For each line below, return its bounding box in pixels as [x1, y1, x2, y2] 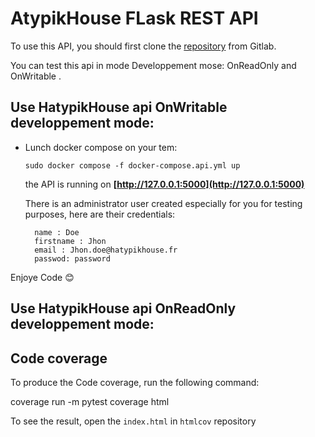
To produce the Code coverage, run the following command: [10, 376, 260, 388]
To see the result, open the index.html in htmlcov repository [10, 415, 257, 427]
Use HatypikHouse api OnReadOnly [10, 300, 237, 317]
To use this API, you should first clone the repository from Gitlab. [10, 40, 277, 52]
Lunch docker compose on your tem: [24, 141, 178, 153]
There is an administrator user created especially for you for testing [24, 197, 303, 209]
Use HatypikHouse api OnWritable [10, 99, 228, 116]
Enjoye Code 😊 [10, 271, 75, 283]
